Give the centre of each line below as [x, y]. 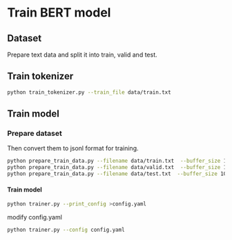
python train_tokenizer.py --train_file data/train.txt [89, 92]
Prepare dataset [35, 133]
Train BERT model [59, 13]
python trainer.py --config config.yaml [66, 230]
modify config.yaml [35, 217]
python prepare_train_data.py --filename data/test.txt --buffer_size [112, 174]
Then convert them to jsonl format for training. [73, 148]
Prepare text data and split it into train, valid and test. [82, 54]
